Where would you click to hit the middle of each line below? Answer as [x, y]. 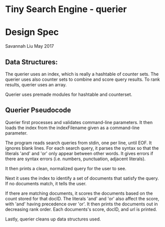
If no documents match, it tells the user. [46, 183]
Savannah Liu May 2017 [29, 46]
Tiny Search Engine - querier [66, 9]
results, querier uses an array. [36, 84]
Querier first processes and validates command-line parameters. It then [79, 122]
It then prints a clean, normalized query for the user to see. [66, 168]
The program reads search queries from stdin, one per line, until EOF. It [78, 143]
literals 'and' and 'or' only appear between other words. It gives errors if [79, 153]
